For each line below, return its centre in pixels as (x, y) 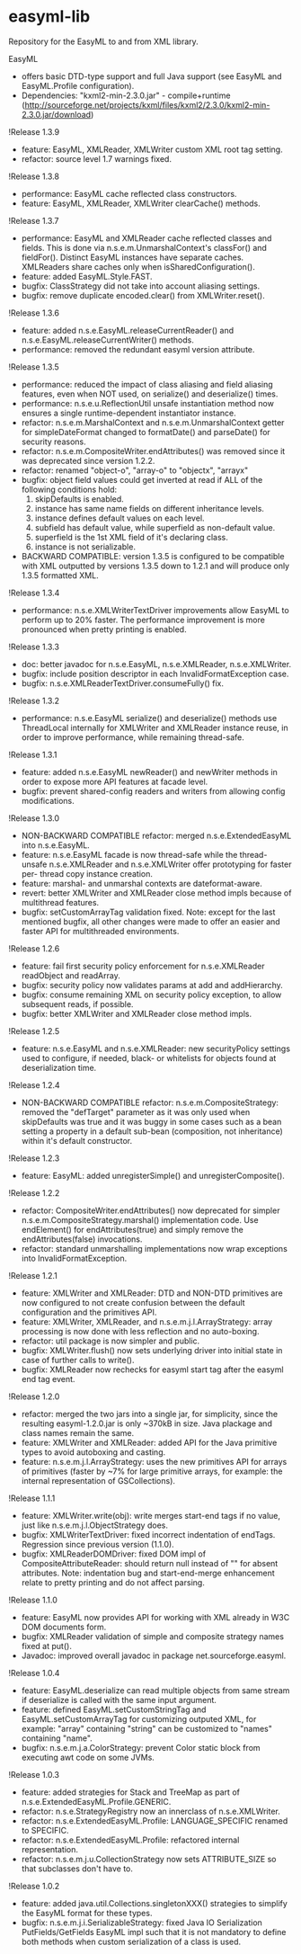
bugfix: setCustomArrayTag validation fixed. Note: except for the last (148, 912)
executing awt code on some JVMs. (88, 1757)
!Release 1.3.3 (34, 647)
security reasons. (53, 442)
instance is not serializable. (85, 547)
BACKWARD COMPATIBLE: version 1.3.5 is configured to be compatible (153, 556)
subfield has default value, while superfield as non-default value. (155, 527)
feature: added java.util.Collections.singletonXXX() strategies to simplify (155, 1903)
